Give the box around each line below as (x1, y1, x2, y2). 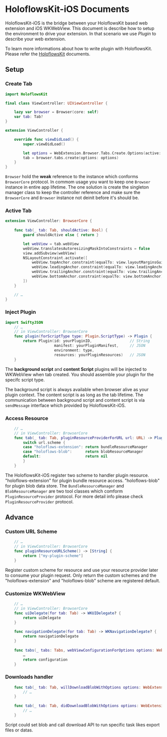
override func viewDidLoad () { (14, 137, 79, 142)
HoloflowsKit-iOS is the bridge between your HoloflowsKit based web (5, 20, 148, 26)
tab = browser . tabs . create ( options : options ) (23, 155, 119, 160)
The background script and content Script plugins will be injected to (5, 366, 147, 372)
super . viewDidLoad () (23, 141, 66, 147)
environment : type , (54, 348, 94, 353)
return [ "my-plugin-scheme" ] (23, 553, 83, 558)
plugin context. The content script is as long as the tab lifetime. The (5, 392, 143, 398)
